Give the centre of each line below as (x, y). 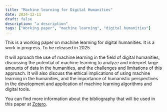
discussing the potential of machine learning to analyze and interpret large (82, 63)
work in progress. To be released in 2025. (48, 48)
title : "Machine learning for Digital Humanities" (59, 10)
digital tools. (18, 89)
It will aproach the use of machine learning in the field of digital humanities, (82, 57)
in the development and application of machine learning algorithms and (78, 84)
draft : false (19, 19)
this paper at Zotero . (26, 104)
